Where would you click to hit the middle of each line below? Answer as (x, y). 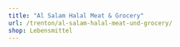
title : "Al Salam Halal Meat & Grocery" (76, 16)
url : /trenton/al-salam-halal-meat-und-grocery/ (90, 23)
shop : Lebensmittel (41, 30)
